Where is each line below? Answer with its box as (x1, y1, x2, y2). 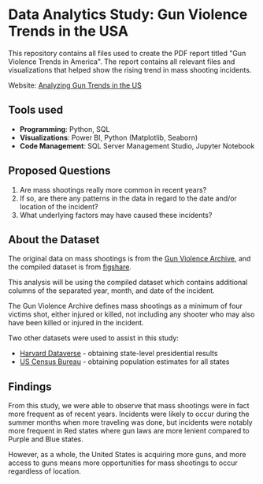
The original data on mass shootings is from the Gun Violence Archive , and (8, 254, 251, 264)
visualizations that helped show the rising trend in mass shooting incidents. (8, 65, 252, 74)
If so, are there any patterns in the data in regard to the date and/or (19, 193, 238, 203)
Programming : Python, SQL (19, 124, 110, 133)
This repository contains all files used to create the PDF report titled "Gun (8, 48, 246, 58)
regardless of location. (8, 467, 81, 476)
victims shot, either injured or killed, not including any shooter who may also (8, 310, 255, 319)
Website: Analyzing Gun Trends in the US (8, 81, 142, 90)
